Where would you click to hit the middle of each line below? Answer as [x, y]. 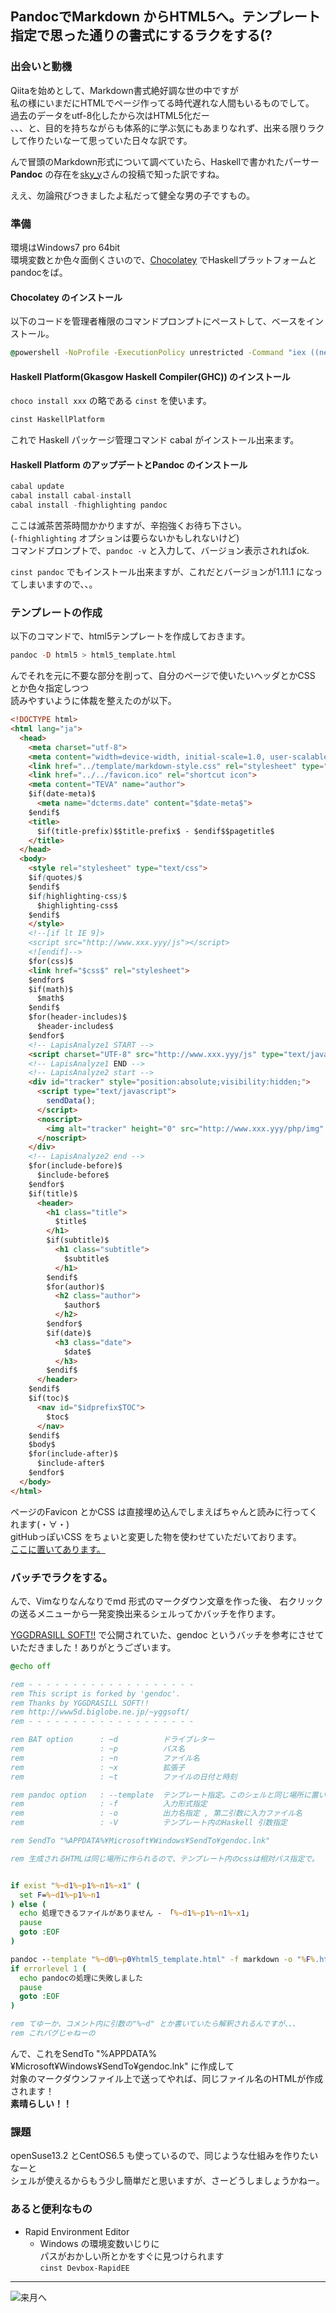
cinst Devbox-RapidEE [84, 2268]
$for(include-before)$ [75, 1166]
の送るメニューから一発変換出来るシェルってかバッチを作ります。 [145, 1613]
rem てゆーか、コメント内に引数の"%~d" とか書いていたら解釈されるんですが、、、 [155, 2024]
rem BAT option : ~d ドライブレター [112, 1740]
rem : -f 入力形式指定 [109, 1804]
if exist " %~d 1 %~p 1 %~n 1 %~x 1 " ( [75, 1885]
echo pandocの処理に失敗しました [81, 1978]
